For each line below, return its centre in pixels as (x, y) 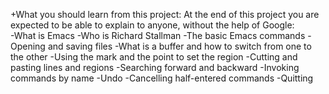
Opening (28, 46)
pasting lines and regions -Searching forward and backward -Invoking (155, 67)
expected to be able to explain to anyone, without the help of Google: (152, 25)
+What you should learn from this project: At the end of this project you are (165, 14)
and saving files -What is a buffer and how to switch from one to (179, 46)
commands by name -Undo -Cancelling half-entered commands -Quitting (162, 78)
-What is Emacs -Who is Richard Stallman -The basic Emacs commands (158, 35)
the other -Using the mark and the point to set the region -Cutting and (154, 57)
